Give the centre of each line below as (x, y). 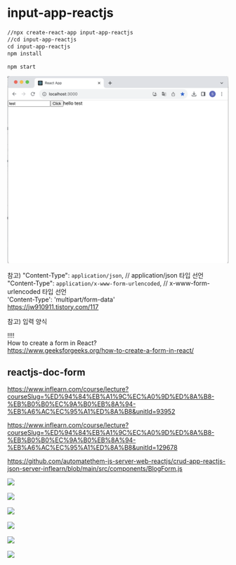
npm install (25, 53)
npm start (22, 67)
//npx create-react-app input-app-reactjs (70, 32)
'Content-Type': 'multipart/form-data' (61, 299)
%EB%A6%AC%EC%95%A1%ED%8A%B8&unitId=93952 (91, 412)
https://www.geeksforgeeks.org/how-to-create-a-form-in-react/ (101, 350)
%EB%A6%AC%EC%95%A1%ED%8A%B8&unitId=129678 (92, 448)
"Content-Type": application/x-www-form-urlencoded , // (88, 283)
